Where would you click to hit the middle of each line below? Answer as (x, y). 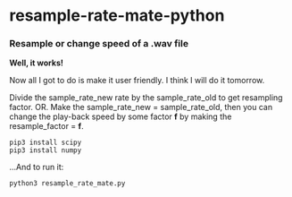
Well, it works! (37, 63)
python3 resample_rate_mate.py (67, 184)
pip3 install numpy (46, 150)
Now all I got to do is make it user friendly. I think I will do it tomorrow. (137, 81)
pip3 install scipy (46, 143)
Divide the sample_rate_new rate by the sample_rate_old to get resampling (146, 98)
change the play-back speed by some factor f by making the (121, 116)
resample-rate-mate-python (117, 16)
